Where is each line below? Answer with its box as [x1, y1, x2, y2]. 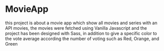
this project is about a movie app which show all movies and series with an [5, 20, 158, 26]
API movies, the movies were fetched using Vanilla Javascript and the [5, 25, 147, 31]
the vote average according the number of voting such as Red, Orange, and [5, 36, 160, 42]
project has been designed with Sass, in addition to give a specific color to [5, 30, 157, 36]
